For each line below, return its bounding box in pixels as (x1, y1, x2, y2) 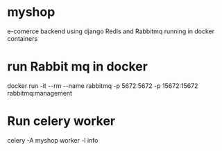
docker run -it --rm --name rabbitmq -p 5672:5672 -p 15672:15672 (7, 81, 198, 90)
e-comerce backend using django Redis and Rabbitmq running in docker (7, 27, 215, 35)
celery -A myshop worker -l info (7, 136, 99, 144)
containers (7, 34, 38, 42)
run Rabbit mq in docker (7, 59, 148, 75)
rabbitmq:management (7, 89, 73, 97)
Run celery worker (7, 114, 116, 129)
